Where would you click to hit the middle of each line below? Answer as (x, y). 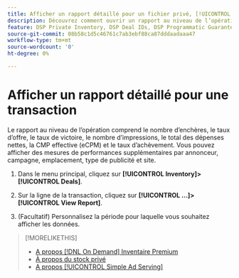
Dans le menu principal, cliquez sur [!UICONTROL (91, 173)
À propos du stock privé (71, 259)
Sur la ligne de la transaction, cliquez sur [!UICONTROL (99, 195)
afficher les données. (49, 224)
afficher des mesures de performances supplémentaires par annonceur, (113, 152)
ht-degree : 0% (28, 54)
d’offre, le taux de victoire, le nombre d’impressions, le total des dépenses (116, 137)
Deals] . (72, 181)
